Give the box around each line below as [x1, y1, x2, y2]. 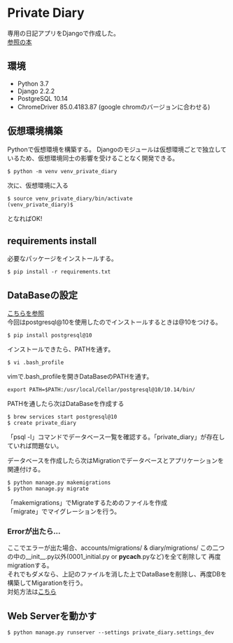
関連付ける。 [7, 465, 44, 474]
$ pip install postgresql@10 [7, 332, 92, 339]
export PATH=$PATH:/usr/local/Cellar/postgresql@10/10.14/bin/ [7, 386, 196, 393]
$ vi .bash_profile [7, 359, 64, 366]
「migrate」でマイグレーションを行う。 [7, 507, 121, 516]
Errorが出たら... [7, 527, 61, 536]
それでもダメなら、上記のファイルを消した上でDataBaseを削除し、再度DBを [7, 570, 227, 578]
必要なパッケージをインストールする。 [7, 255, 118, 263]
